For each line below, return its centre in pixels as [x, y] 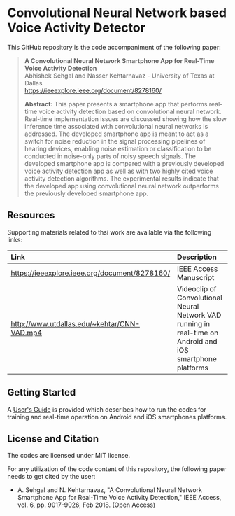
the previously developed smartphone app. [86, 193]
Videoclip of [197, 288]
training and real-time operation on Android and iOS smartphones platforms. [117, 417]
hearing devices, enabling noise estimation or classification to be [118, 148]
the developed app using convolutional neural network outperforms [121, 186]
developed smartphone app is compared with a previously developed [124, 163]
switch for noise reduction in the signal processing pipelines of [115, 141]
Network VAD [199, 315]
